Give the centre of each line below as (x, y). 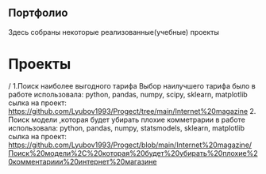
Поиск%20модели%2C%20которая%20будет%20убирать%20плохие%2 (133, 153)
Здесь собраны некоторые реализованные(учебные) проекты (114, 32)
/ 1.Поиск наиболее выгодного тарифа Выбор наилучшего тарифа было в (132, 85)
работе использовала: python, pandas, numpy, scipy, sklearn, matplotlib (128, 94)
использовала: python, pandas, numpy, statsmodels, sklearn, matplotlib (126, 128)
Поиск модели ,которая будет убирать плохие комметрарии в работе (127, 119)
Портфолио (38, 13)
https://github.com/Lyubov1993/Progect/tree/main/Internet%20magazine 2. (132, 111)
